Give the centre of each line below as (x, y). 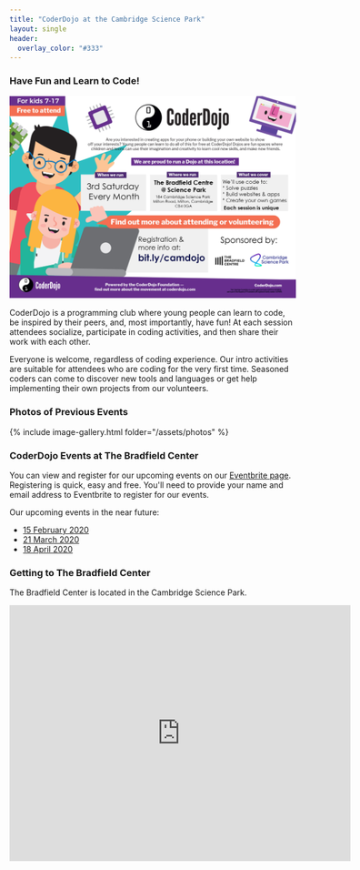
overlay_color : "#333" (60, 48)
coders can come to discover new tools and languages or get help (133, 379)
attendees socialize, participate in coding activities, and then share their (144, 332)
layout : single (38, 29)
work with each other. (50, 342)
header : (24, 38)
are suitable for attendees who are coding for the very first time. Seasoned (149, 369)
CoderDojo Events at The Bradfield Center (104, 455)
